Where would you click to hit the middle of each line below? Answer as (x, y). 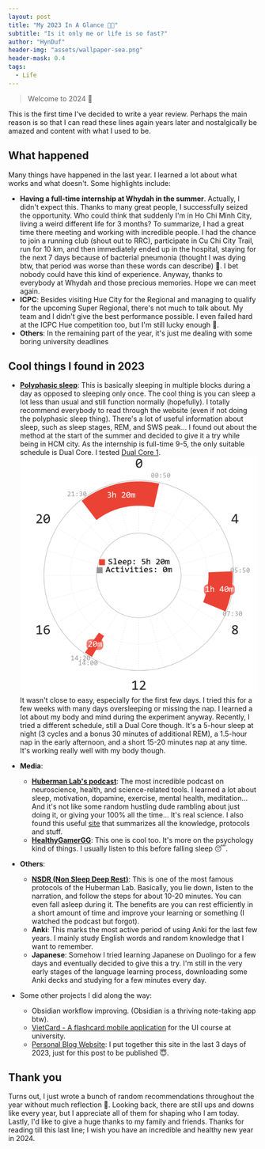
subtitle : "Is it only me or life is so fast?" (88, 33)
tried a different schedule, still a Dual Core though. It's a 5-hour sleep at (136, 725)
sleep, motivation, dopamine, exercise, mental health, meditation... (140, 798)
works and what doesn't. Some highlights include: (90, 183)
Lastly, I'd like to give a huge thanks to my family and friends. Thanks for (126, 1122)
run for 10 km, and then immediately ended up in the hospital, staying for (138, 248)
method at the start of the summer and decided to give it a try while (129, 436)
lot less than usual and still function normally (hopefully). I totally (125, 402)
